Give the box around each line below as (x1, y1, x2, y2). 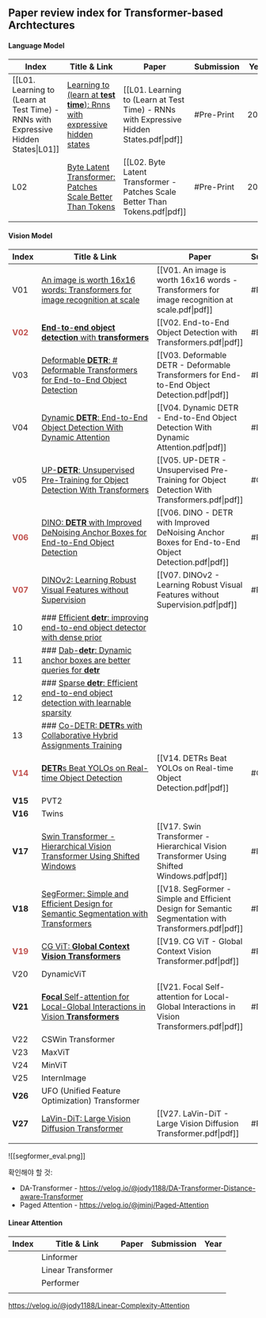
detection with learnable (41, 697, 132, 708)
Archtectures (8, 19, 75, 32)
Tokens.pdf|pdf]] (123, 206, 187, 217)
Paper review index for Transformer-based (8, 6, 223, 20)
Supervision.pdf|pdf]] (156, 599, 237, 610)
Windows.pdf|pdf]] (156, 870, 228, 882)
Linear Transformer (41, 1265, 113, 1275)
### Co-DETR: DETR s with (41, 720, 142, 731)
